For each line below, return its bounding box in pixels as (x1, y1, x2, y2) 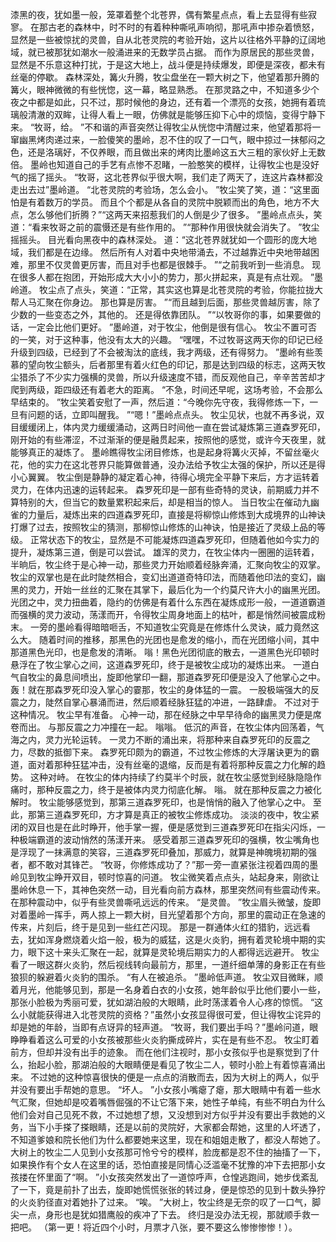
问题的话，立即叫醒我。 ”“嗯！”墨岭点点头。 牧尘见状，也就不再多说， (27, 409, 317, 420)
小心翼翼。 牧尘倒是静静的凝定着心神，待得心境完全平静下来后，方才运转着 (10, 471, 320, 483)
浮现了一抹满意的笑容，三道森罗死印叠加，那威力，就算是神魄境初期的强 (18, 846, 317, 858)
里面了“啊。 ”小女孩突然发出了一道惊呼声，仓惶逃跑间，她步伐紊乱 (44, 1171, 319, 1183)
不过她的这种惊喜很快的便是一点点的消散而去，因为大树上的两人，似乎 (29, 1071, 320, 1083)
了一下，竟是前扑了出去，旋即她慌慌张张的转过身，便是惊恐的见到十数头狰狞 (10, 1184, 326, 1195)
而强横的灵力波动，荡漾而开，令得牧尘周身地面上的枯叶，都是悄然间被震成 (10, 609, 317, 620)
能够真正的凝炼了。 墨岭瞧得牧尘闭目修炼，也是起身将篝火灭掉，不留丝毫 (10, 446, 311, 458)
